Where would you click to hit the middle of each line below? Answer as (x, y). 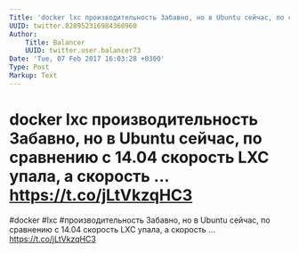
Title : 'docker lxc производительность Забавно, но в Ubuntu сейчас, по (147, 17)
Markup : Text (33, 76)
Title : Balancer (56, 42)
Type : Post (29, 68)
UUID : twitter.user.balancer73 (83, 51)
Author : (24, 34)
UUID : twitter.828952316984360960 (73, 26)
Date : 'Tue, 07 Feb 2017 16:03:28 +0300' (87, 59)
